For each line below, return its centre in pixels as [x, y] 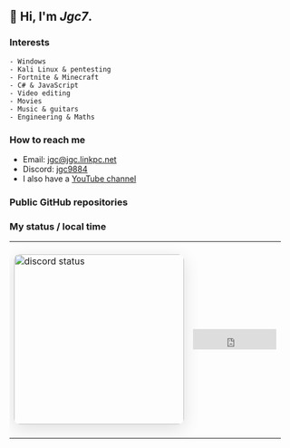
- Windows [28, 61]
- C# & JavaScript [44, 85]
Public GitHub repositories [69, 202]
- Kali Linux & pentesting [60, 69]
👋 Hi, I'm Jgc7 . [51, 17]
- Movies [26, 101]
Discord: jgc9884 [55, 169]
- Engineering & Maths [52, 117]
